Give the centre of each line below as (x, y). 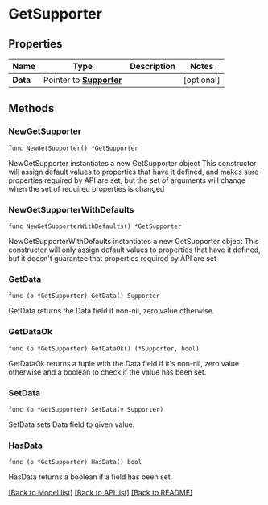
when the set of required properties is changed (87, 188)
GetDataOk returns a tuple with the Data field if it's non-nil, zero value (124, 363)
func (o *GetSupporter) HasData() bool (75, 462)
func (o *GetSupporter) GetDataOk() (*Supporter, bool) (104, 348)
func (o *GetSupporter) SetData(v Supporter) (86, 409)
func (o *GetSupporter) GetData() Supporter (84, 296)
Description (153, 66)
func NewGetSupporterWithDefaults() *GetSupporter (95, 226)
